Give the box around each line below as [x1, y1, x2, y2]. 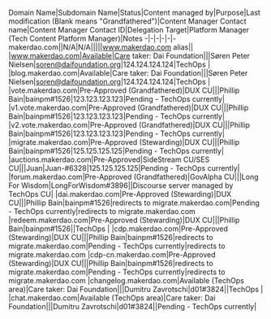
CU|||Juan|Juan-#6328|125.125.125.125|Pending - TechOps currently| [8, 164, 240, 173]
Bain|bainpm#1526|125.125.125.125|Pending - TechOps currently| [8, 146, 225, 155]
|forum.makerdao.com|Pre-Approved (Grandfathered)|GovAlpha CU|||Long [8, 172, 259, 181]
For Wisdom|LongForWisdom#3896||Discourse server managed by [8, 181, 234, 190]
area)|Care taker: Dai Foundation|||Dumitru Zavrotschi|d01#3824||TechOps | [8, 285, 264, 294]
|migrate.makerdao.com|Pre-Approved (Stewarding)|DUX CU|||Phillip [8, 138, 240, 146]
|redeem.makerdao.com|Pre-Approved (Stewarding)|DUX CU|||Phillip [8, 216, 240, 225]
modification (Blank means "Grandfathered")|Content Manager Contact [8, 16, 247, 26]
